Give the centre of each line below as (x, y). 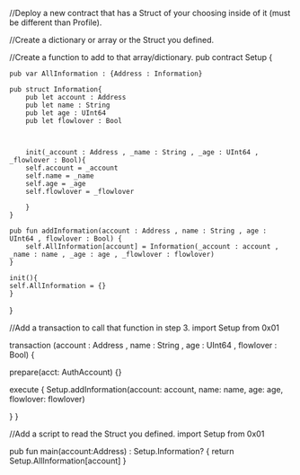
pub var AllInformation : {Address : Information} (106, 74)
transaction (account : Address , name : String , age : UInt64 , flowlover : (143, 345)
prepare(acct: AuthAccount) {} (66, 372)
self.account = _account (72, 168)
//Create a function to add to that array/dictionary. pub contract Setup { (141, 57)
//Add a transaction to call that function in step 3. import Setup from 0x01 (145, 328)
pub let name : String (68, 105)
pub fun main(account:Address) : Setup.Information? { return (122, 451)
